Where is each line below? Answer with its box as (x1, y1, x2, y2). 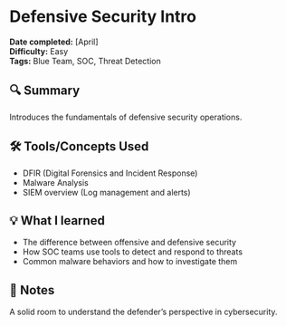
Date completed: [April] (9, 36, 99, 47)
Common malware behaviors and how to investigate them (22, 256, 238, 267)
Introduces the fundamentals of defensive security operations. (9, 111, 243, 122)
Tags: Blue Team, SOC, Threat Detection (9, 55, 161, 66)
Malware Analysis (22, 177, 89, 187)
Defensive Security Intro (9, 6, 197, 27)
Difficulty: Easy (9, 45, 69, 56)
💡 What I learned (9, 213, 106, 228)
